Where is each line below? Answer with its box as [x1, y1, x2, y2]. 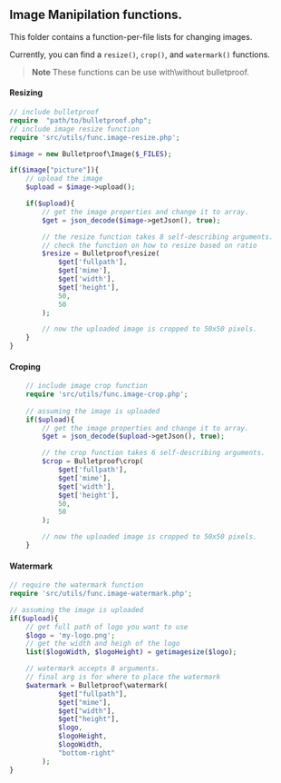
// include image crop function [25, 382, 148, 391]
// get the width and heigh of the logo [25, 639, 180, 649]
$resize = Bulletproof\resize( [42, 249, 160, 258]
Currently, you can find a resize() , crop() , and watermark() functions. [9, 49, 270, 60]
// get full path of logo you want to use [25, 622, 189, 631]
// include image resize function [9, 124, 140, 134]
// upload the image [25, 174, 103, 183]
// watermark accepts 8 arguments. [25, 664, 160, 673]
